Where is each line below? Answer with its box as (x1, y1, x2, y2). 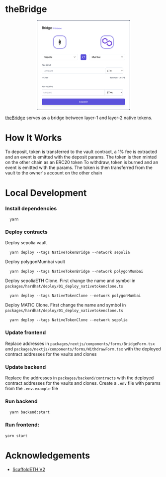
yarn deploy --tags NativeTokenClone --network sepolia (9, 318, 128, 322)
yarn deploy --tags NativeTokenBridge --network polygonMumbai (9, 269, 143, 274)
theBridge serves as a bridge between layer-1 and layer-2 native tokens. (5, 115, 153, 121)
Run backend (5, 398, 38, 405)
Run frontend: (5, 421, 40, 428)
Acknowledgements (5, 450, 90, 461)
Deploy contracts (5, 228, 48, 235)
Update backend (5, 363, 46, 370)
